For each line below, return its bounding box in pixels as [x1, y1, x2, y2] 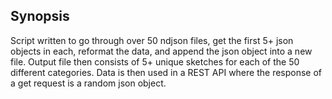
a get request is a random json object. [10, 77, 167, 89]
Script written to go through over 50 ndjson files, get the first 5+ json [10, 34, 294, 46]
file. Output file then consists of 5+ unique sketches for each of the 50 [10, 55, 300, 68]
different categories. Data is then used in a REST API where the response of [10, 66, 323, 78]
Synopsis [10, 8, 70, 25]
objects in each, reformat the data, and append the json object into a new [10, 45, 313, 57]
